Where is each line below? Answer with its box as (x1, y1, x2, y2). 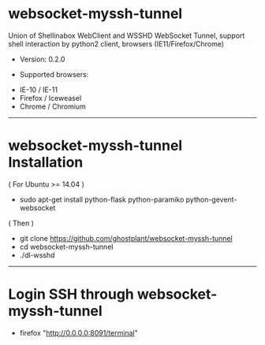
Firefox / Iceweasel (19, 93, 82, 102)
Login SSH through (8, 285, 134, 303)
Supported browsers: (19, 69, 89, 79)
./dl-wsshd (19, 250, 55, 260)
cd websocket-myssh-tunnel (19, 242, 114, 251)
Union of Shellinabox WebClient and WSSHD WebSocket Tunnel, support (8, 31, 245, 40)
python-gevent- (185, 195, 237, 204)
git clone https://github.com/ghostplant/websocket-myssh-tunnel (19, 233, 233, 243)
